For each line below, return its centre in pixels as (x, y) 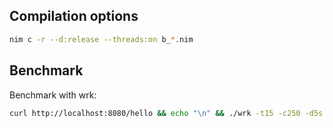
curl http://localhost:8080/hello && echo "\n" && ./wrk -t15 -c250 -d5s (166, 113)
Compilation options (74, 16)
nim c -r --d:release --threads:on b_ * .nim (101, 39)
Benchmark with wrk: (53, 95)
